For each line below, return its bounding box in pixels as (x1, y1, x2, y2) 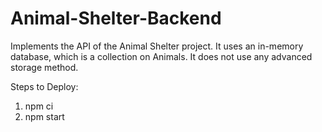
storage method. (10, 61, 79, 73)
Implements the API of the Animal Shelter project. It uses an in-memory (10, 40, 304, 52)
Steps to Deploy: (10, 80, 79, 92)
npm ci (24, 100, 54, 112)
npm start (24, 110, 65, 122)
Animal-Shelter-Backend (10, 7, 222, 30)
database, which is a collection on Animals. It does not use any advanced (10, 50, 313, 62)
